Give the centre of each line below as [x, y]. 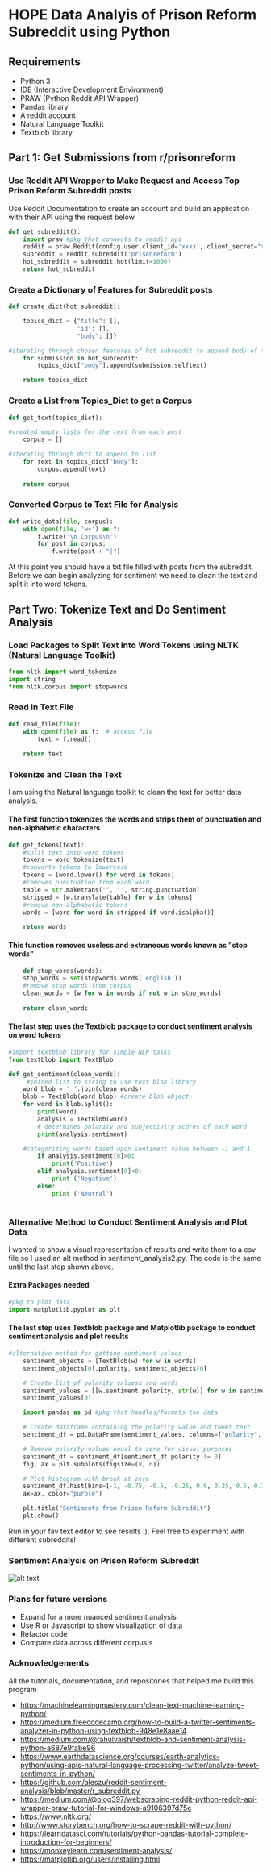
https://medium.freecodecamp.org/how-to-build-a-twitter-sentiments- [138, 1722]
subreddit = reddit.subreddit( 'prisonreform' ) [102, 254]
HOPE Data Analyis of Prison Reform [132, 15]
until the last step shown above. [61, 1267]
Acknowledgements [49, 1663]
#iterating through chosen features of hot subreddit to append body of [133, 351]
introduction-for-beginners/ [66, 1842]
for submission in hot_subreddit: [81, 358]
